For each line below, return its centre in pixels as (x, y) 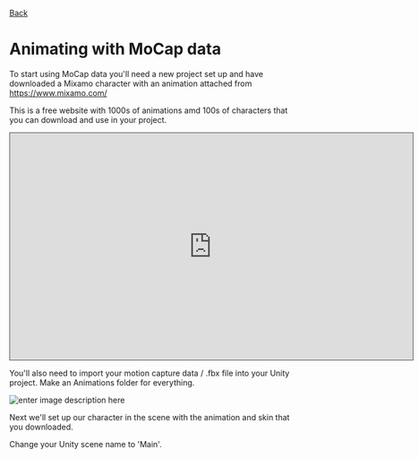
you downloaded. (41, 427)
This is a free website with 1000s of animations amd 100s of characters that (149, 110)
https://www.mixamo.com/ (58, 92)
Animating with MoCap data (115, 49)
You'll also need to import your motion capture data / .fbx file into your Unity (150, 373)
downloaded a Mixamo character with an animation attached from (131, 83)
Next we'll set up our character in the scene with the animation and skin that (150, 417)
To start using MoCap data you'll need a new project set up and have (137, 73)
